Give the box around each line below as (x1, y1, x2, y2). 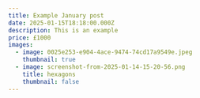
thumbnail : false (22, 77, 80, 85)
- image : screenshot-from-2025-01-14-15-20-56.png (15, 63, 186, 71)
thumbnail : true (22, 56, 77, 64)
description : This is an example (8, 26, 119, 34)
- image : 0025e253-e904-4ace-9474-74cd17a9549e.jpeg (15, 48, 193, 56)
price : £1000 (8, 33, 51, 42)
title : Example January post (8, 11, 104, 20)
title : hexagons (22, 70, 77, 78)
